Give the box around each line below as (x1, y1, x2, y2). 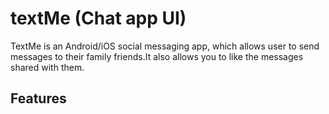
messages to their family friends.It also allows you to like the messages (10, 50, 304, 62)
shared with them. (10, 61, 85, 73)
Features (10, 90, 67, 107)
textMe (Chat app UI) (10, 7, 187, 30)
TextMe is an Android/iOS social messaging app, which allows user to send (10, 40, 320, 52)
